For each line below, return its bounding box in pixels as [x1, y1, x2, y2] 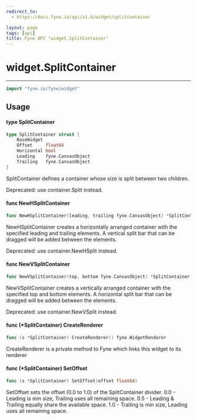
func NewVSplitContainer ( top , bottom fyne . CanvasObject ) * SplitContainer [6, 274, 191, 280]
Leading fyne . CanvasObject [16, 153, 91, 159]
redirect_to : [6, 8, 38, 15]
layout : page [6, 25, 38, 31]
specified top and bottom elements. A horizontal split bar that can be [6, 290, 172, 297]
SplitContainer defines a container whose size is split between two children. [6, 174, 189, 182]
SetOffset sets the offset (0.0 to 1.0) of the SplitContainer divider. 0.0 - [6, 388, 176, 395]
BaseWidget [16, 137, 43, 143]
